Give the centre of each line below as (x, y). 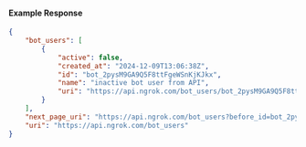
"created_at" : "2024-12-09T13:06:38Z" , (133, 66)
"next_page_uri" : (58, 117)
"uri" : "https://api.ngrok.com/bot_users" (107, 125)
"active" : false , (90, 58)
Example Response (46, 13)
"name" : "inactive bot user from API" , (133, 83)
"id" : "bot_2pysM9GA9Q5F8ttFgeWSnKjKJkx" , (139, 74)
